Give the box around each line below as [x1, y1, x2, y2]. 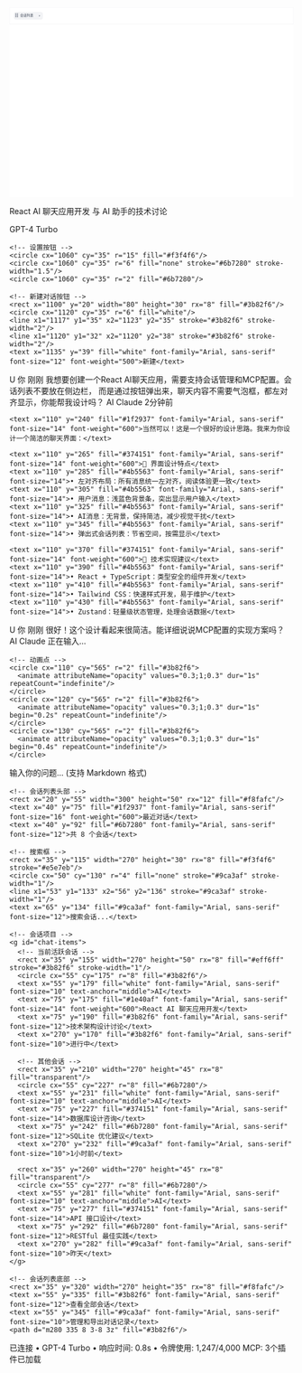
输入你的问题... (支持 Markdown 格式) [9, 767, 147, 778]
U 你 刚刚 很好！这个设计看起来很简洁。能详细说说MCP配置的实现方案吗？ [9, 625, 286, 635]
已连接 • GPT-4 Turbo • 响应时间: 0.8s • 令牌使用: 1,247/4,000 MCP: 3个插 [9, 1342, 287, 1353]
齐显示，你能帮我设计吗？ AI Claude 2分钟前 [9, 397, 174, 408]
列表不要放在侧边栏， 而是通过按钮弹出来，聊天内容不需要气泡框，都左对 [16, 386, 288, 396]
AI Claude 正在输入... [9, 635, 87, 646]
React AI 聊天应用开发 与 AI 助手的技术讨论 [9, 206, 169, 216]
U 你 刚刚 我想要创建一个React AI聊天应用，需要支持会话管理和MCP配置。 [9, 374, 284, 385]
